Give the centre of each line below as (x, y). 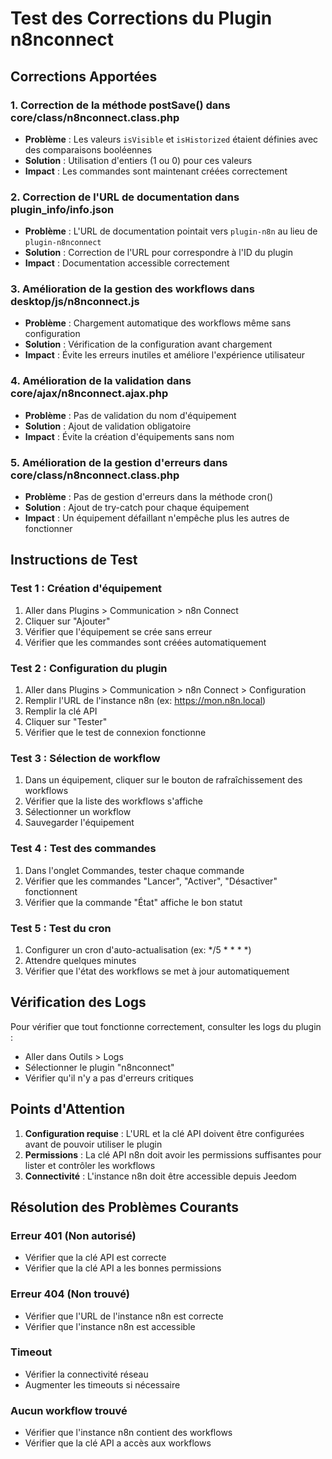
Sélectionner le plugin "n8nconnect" (99, 1067)
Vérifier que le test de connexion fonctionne (115, 733)
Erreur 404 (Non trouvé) (70, 1294)
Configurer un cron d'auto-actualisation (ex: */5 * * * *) (138, 949)
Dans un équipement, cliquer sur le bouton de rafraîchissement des (163, 780)
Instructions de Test (74, 560)
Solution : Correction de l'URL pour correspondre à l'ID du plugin (158, 253)
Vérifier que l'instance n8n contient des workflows (128, 1433)
